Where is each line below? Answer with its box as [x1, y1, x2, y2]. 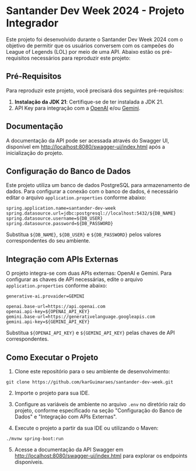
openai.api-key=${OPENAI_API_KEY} [6, 309, 90, 315]
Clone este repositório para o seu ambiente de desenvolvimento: [14, 368, 170, 375]
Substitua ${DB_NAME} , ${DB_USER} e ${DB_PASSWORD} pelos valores [6, 231, 162, 238]
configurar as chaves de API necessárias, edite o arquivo [6, 276, 143, 283]
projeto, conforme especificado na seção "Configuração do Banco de [14, 407, 183, 414]
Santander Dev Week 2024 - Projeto [6, 4, 185, 18]
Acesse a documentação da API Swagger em [14, 446, 124, 453]
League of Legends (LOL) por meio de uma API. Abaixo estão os [6, 48, 160, 55]
